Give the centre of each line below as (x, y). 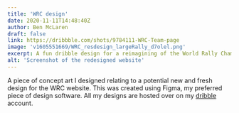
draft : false (27, 34)
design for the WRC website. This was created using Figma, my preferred (115, 88)
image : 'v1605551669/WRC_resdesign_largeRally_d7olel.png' (97, 47)
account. (20, 103)
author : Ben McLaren (38, 27)
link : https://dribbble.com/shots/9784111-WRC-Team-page (94, 41)
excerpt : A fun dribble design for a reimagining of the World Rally (113, 54)
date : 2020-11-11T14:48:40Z (49, 21)
